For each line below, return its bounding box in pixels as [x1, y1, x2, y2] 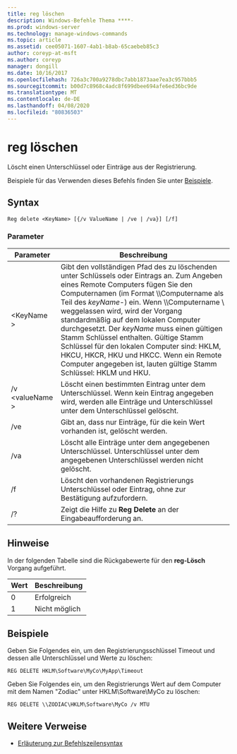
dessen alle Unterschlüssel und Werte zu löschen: [7, 654, 153, 662]
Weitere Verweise [7, 720, 87, 732]
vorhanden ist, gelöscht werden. [61, 426, 168, 436]
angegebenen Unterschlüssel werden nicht [61, 455, 203, 465]
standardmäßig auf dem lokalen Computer [61, 315, 201, 325]
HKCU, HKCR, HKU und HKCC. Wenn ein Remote [61, 350, 222, 360]
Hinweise [7, 537, 49, 549]
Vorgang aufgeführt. [7, 563, 67, 572]
